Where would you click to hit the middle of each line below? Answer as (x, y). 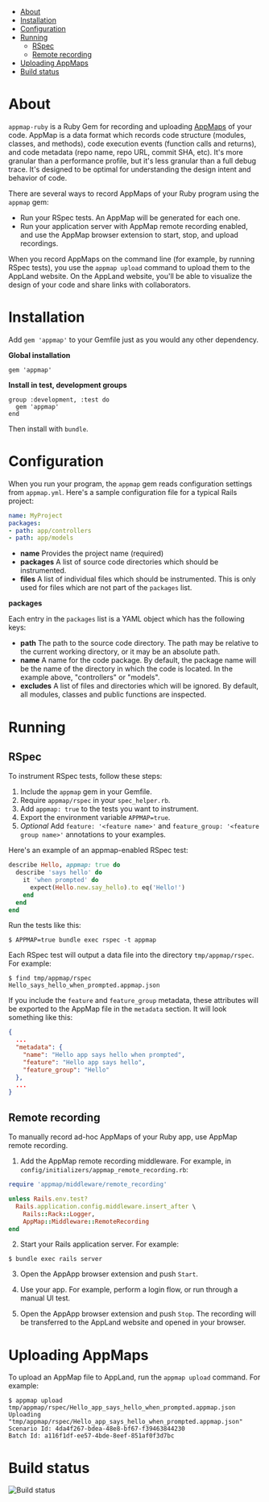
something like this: (41, 1017)
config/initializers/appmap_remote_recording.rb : (104, 1170)
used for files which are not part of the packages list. (106, 588)
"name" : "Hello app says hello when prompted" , (104, 1055)
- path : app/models (41, 538)
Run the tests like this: (45, 926)
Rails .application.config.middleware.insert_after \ (106, 1206)
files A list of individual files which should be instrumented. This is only (138, 579)
